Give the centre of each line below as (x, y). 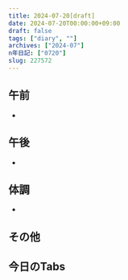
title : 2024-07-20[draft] (52, 16)
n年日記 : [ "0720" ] (37, 53)
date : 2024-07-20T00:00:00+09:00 (64, 23)
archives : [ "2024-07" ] (46, 46)
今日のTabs (37, 267)
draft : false (30, 31)
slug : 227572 (30, 61)
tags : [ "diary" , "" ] (43, 38)
